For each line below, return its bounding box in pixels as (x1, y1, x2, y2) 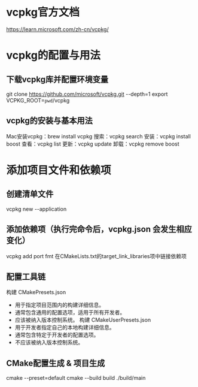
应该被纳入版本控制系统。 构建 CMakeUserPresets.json (14, 316, 151, 323)
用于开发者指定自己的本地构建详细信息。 (14, 324, 115, 331)
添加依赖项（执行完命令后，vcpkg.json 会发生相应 (6, 224, 193, 234)
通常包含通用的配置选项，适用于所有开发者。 (14, 309, 126, 316)
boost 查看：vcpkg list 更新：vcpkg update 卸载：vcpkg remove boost (6, 140, 179, 147)
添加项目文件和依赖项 (6, 163, 112, 177)
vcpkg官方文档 (6, 5, 80, 19)
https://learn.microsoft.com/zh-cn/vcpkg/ (6, 25, 109, 33)
